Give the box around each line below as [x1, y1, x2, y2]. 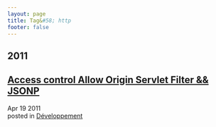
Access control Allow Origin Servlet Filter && [7, 74, 209, 86]
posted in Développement [7, 111, 83, 120]
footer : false [7, 23, 50, 31]
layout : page [7, 10, 46, 18]
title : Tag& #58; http [7, 17, 72, 24]
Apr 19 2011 [7, 104, 41, 112]
